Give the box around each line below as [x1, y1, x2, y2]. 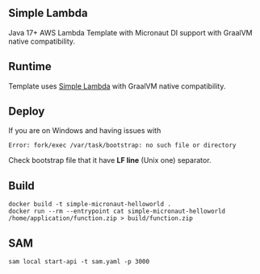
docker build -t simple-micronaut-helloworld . [8, 201, 172, 209]
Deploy [8, 105, 45, 118]
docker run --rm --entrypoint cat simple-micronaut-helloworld [8, 207, 226, 216]
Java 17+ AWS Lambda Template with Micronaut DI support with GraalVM [8, 27, 253, 37]
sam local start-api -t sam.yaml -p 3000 [8, 258, 150, 266]
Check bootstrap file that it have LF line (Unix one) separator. [8, 156, 212, 165]
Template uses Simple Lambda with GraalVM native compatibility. [8, 81, 226, 91]
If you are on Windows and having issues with [8, 126, 161, 135]
